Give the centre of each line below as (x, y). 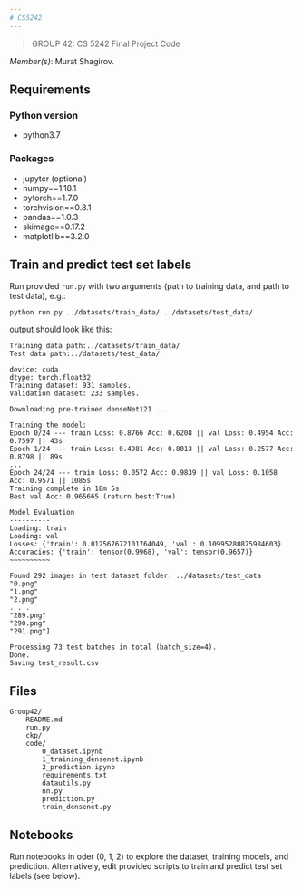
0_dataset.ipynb (73, 752)
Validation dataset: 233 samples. (75, 394)
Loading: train (38, 528)
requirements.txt (74, 776)
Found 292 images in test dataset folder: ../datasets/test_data (135, 576)
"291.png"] (30, 632)
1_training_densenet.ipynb (93, 759)
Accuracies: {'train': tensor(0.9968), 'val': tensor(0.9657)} (132, 552)
